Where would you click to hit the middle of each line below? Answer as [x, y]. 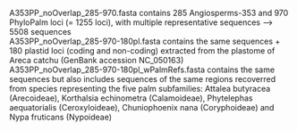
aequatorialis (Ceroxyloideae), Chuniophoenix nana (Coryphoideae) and [142, 107]
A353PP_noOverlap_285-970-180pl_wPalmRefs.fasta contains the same [142, 70]
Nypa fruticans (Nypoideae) [61, 117]
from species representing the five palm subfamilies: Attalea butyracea [140, 89]
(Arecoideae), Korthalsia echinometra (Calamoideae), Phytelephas [131, 98]
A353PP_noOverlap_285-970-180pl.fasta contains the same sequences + [145, 41]
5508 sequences [40, 32]
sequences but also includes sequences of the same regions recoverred [142, 79]
